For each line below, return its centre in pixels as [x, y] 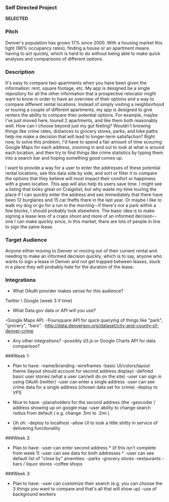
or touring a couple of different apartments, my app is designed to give [79, 110]
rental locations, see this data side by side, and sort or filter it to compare [81, 173]
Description [20, 72]
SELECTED [17, 19]
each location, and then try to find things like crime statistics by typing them [84, 153]
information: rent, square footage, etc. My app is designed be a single [78, 88]
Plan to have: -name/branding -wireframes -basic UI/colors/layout [81, 366]
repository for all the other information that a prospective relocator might [81, 93]
